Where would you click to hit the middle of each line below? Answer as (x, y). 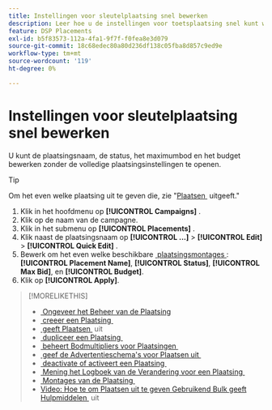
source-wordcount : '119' (50, 62)
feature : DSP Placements (50, 31)
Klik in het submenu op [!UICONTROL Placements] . (108, 228)
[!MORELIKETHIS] (58, 296)
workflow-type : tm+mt (45, 53)
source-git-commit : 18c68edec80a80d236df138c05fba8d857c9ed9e (115, 46)
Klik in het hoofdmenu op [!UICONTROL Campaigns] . (110, 211)
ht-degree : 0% (32, 69)
